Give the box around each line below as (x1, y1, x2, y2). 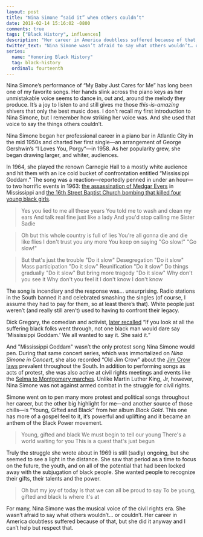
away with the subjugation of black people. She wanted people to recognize (6, 469, 196, 476)
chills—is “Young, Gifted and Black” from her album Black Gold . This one (6, 407, 187, 414)
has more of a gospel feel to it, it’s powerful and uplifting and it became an (6, 413, 191, 420)
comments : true (6, 25, 45, 32)
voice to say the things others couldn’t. (6, 121, 103, 128)
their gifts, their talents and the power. (6, 475, 101, 482)
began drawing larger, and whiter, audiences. (6, 152, 119, 159)
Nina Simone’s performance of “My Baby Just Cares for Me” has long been (6, 82, 193, 89)
